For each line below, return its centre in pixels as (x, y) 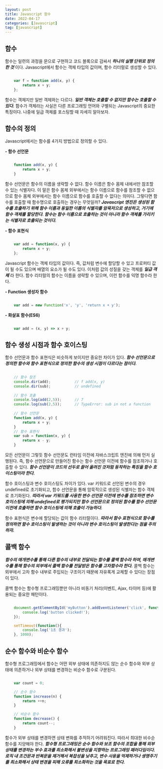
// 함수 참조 (25, 377)
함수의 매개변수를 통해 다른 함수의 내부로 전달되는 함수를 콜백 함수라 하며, (73, 559)
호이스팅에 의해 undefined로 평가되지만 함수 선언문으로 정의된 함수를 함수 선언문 (81, 502)
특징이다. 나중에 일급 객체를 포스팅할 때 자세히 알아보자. (57, 112)
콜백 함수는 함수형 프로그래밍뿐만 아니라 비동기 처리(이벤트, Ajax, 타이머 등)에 (78, 588)
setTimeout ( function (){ (38, 626)
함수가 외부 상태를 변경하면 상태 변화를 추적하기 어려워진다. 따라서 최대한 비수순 (80, 737)
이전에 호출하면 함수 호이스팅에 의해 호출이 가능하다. (54, 508)
